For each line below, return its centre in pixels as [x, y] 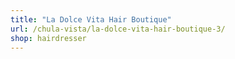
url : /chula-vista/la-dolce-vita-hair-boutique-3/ [118, 29]
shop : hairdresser [48, 38]
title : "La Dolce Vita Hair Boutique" [91, 19]
